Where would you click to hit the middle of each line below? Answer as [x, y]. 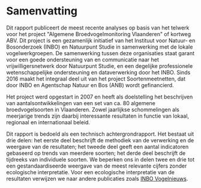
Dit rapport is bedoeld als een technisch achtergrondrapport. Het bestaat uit [100, 134]
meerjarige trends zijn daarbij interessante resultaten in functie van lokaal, [98, 116]
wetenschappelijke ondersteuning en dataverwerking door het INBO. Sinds [98, 72]
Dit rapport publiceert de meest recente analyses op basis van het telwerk [98, 28]
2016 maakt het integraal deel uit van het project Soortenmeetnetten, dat [96, 79]
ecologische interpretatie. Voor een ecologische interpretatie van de [91, 172]
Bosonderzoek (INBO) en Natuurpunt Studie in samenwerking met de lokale [100, 47]
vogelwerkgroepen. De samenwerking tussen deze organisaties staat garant [100, 53]
